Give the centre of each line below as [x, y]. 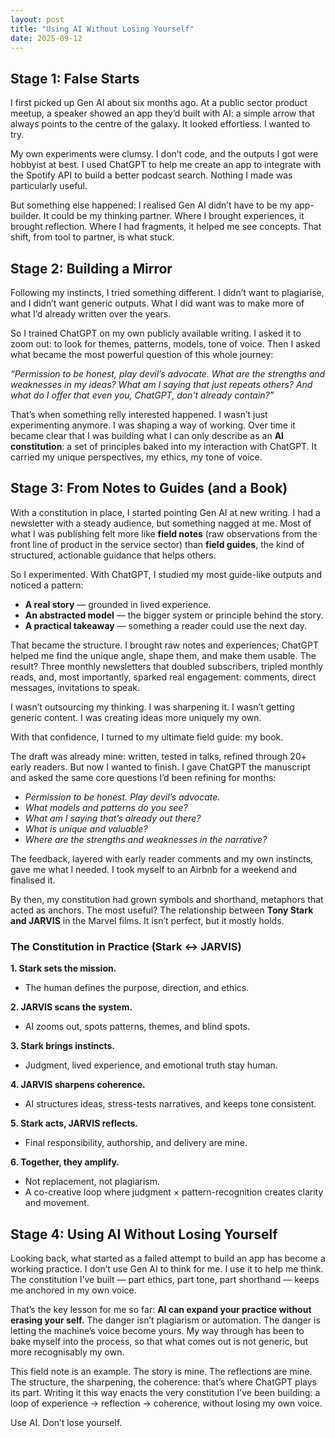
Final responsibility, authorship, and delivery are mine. [136, 1143]
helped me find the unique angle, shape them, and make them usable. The [163, 655]
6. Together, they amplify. [65, 1162]
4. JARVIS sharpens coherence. [78, 1085]
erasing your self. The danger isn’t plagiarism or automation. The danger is [165, 1320]
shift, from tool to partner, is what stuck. [92, 237]
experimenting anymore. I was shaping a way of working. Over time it [153, 425]
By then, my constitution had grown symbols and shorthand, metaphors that [167, 899]
